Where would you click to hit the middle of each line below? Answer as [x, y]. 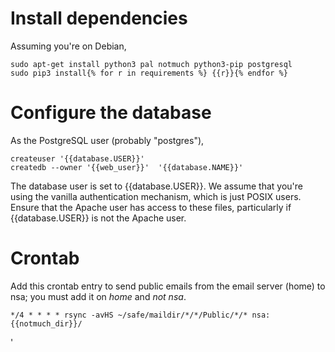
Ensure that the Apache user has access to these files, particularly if [151, 207]
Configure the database [111, 113]
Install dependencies [99, 18]
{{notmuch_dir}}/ [46, 323]
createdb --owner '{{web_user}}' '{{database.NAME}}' [127, 167]
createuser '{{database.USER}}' [77, 158]
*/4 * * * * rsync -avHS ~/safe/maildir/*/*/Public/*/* [129, 315]
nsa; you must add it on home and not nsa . [98, 296]
